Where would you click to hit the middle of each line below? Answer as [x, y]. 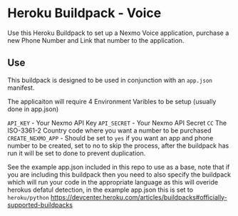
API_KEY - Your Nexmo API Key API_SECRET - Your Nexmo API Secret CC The [117, 123]
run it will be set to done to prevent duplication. [77, 153]
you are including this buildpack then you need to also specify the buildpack [119, 174]
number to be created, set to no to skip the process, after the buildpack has [118, 145]
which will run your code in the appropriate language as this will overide [113, 182]
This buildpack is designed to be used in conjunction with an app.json [110, 80]
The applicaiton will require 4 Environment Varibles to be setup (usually [112, 101]
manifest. [21, 88]
